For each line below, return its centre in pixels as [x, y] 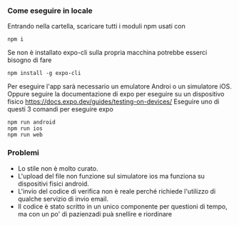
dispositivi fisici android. [53, 184]
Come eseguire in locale [50, 11]
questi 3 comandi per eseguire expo [61, 109]
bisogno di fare [30, 60]
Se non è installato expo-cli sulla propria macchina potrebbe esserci [107, 53]
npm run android [31, 122]
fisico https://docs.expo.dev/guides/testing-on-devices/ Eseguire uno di [113, 101]
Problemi [23, 153]
